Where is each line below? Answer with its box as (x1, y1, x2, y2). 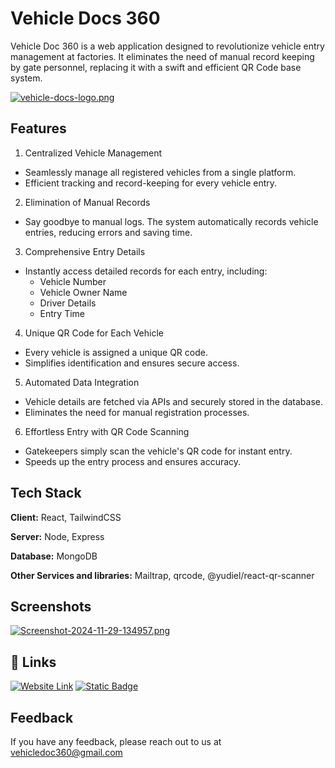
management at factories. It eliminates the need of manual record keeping (10, 50, 315, 62)
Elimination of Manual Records (24, 196, 151, 208)
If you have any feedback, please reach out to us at (10, 736, 222, 747)
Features (10, 120, 67, 137)
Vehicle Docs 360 (10, 7, 161, 30)
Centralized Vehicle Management (24, 147, 163, 159)
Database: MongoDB (10, 550, 98, 562)
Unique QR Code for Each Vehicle (24, 327, 164, 339)
